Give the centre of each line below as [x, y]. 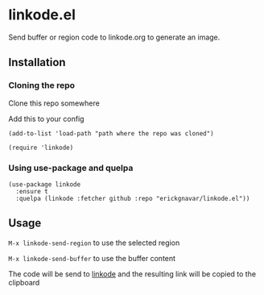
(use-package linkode [45, 184]
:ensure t [32, 191]
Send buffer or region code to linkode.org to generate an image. [114, 37]
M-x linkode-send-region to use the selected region [94, 243]
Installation [37, 62]
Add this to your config [46, 118]
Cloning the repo [41, 85]
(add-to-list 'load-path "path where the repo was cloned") [111, 133]
